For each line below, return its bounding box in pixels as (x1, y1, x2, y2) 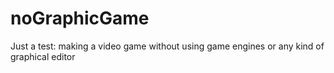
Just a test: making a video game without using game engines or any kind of (10, 40, 325, 52)
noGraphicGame (10, 7, 150, 30)
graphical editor (10, 50, 76, 62)
